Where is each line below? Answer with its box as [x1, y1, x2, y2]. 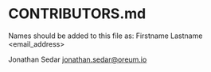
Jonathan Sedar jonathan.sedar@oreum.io [8, 55, 147, 64]
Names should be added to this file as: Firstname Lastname [8, 31, 203, 40]
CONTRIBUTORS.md [8, 5, 147, 23]
